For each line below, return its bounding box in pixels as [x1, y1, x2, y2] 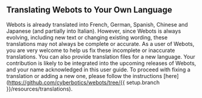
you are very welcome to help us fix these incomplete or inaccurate [6, 47, 175, 54]
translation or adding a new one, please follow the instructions [6, 72, 162, 79]
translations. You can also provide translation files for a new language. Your [6, 53, 196, 60]
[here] [163, 72, 179, 79]
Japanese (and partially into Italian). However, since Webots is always [6, 27, 181, 34]
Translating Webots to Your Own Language [6, 5, 172, 15]
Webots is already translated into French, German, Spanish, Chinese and [6, 21, 189, 28]
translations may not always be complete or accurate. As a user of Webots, [6, 40, 195, 47]
